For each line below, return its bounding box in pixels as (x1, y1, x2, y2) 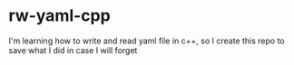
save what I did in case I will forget (8, 44, 138, 55)
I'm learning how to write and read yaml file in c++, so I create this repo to (8, 35, 285, 46)
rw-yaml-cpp (8, 5, 111, 26)
